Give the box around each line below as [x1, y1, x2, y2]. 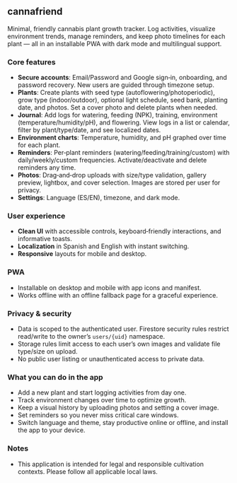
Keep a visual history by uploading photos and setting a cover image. [17, 403, 219, 412]
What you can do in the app [7, 372, 104, 382]
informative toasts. [17, 235, 72, 243]
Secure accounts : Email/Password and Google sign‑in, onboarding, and [17, 74, 228, 82]
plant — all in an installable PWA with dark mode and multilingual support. [7, 39, 222, 48]
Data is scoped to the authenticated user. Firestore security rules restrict [17, 325, 229, 333]
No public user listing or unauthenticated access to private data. [17, 355, 205, 363]
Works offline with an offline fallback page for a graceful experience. [17, 291, 218, 299]
